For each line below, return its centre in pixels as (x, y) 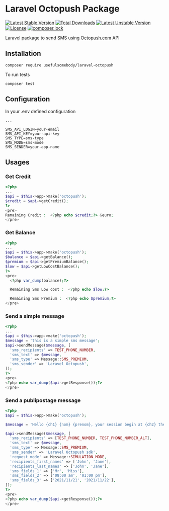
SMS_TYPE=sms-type (24, 138)
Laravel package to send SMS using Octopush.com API (62, 38)
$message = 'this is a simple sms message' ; (53, 340)
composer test (20, 83)
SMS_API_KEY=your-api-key (32, 134)
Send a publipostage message (43, 400)
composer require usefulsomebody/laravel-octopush (59, 65)
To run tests (18, 74)
